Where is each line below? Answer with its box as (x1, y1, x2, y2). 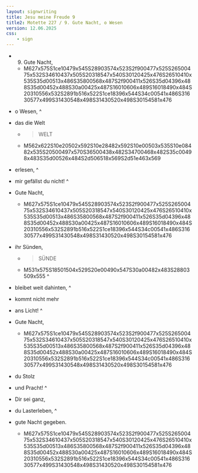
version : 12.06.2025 (6, 25, 57, 31)
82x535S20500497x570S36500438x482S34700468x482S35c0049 (23, 148, 192, 155)
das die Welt (14, 119, 46, 126)
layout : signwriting (6, 8, 57, 15)
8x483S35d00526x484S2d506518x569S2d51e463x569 (23, 155, 161, 161)
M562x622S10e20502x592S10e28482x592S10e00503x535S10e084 (23, 142, 192, 149)
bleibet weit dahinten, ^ (14, 284, 72, 291)
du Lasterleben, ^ (14, 407, 57, 414)
